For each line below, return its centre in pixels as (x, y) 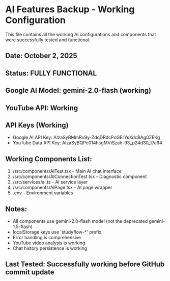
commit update (30, 272)
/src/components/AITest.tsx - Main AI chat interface (67, 171)
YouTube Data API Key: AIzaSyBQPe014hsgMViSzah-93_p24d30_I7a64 (88, 143)
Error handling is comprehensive (47, 237)
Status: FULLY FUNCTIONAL (51, 73)
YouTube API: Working (42, 108)
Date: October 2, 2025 (41, 56)
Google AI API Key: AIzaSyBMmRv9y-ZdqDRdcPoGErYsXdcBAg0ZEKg (86, 137)
